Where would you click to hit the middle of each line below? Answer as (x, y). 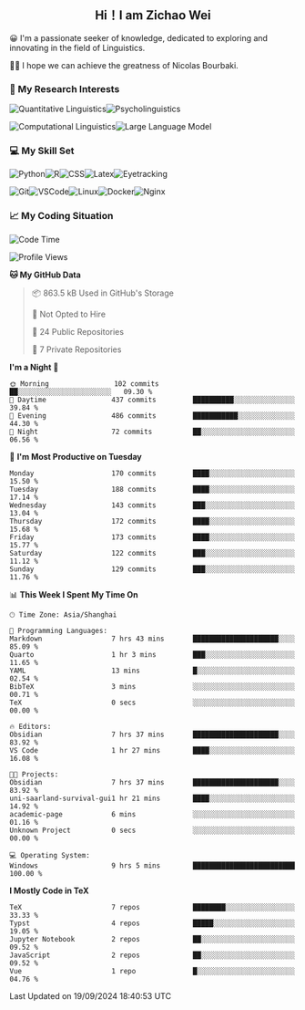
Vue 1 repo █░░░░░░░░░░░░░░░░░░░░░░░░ (152, 971)
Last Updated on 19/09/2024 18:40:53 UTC (90, 995)
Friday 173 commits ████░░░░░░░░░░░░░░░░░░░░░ (152, 537)
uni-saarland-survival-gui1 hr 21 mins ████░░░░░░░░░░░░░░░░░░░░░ (152, 798)
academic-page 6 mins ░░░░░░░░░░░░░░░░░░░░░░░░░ (152, 814)
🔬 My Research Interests (65, 89)
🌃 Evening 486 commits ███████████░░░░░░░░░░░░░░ (152, 416)
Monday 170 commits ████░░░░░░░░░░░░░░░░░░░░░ (152, 473)
